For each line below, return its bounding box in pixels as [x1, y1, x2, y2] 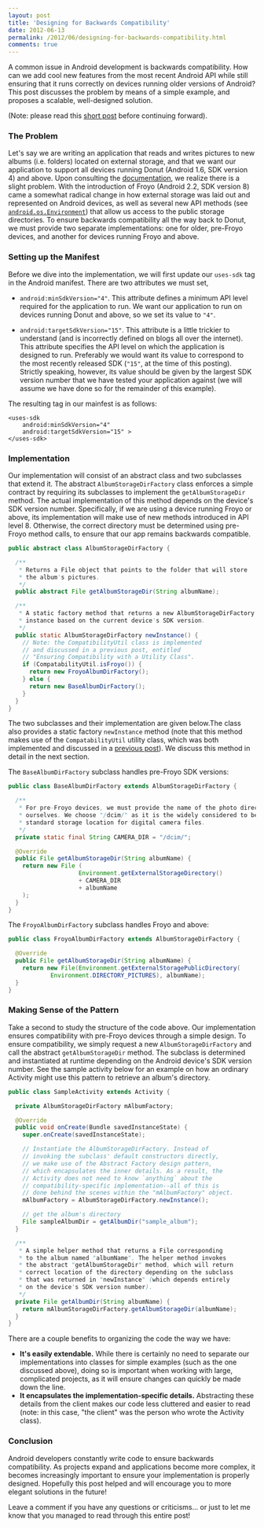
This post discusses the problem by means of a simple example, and [8, 87, 230, 97]
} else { [22, 676, 51, 683]
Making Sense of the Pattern [8, 1004, 119, 1015]
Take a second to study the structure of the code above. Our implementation [8, 1022, 256, 1032]
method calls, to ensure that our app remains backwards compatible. [27, 529, 251, 539]
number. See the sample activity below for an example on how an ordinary [8, 1064, 249, 1073]
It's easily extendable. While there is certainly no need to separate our [19, 1349, 250, 1359]
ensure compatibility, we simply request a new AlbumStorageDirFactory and [8, 1039, 252, 1048]
